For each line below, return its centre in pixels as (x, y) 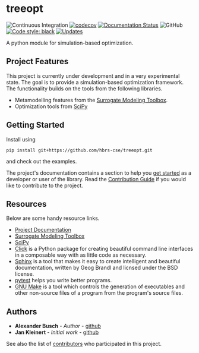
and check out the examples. (42, 161)
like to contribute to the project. (45, 185)
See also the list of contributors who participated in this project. (84, 344)
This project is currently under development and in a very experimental (93, 75)
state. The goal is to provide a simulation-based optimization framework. (95, 82)
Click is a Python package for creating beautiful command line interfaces (104, 249)
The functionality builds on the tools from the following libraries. (84, 89)
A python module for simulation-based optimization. (70, 43)
